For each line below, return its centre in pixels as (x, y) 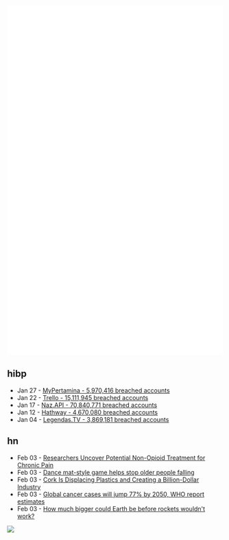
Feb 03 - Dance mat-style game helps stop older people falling (106, 472)
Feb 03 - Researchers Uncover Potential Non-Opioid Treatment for (111, 458)
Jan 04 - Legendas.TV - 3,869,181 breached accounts (93, 419)
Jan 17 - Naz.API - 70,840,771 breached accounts (87, 405)
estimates (31, 501)
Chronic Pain (35, 465)
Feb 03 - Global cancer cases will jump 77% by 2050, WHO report (110, 494)
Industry (29, 486)
